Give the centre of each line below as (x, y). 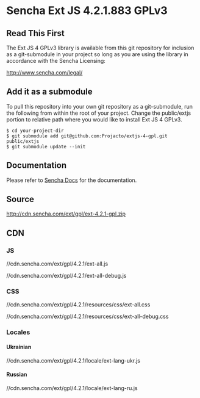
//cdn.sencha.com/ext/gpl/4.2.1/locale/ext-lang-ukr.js (73, 360)
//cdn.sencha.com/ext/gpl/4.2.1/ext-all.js (57, 264)
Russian (17, 374)
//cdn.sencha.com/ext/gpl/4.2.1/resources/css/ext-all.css (78, 305)
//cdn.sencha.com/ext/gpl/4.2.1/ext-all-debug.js (66, 276)
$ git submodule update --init (46, 147)
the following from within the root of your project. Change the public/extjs (98, 113)
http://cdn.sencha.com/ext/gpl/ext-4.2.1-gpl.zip (66, 214)
